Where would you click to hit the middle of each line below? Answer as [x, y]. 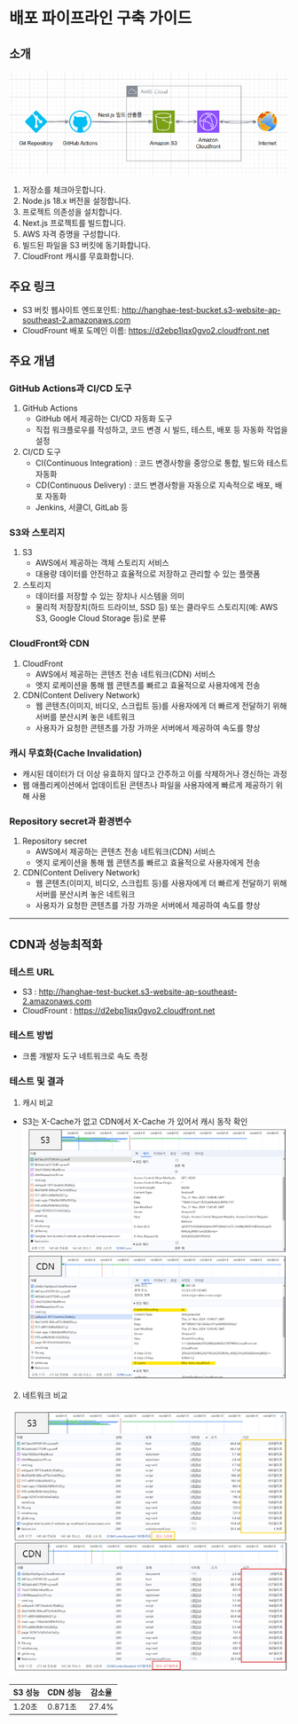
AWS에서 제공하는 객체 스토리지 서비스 [102, 563]
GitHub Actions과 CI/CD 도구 [71, 388]
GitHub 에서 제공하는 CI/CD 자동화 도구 [104, 419]
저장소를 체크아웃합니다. [64, 189]
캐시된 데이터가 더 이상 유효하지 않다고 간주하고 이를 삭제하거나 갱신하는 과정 [155, 774]
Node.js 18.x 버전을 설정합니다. [76, 200]
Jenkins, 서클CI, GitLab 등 [82, 507]
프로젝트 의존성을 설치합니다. [72, 212]
